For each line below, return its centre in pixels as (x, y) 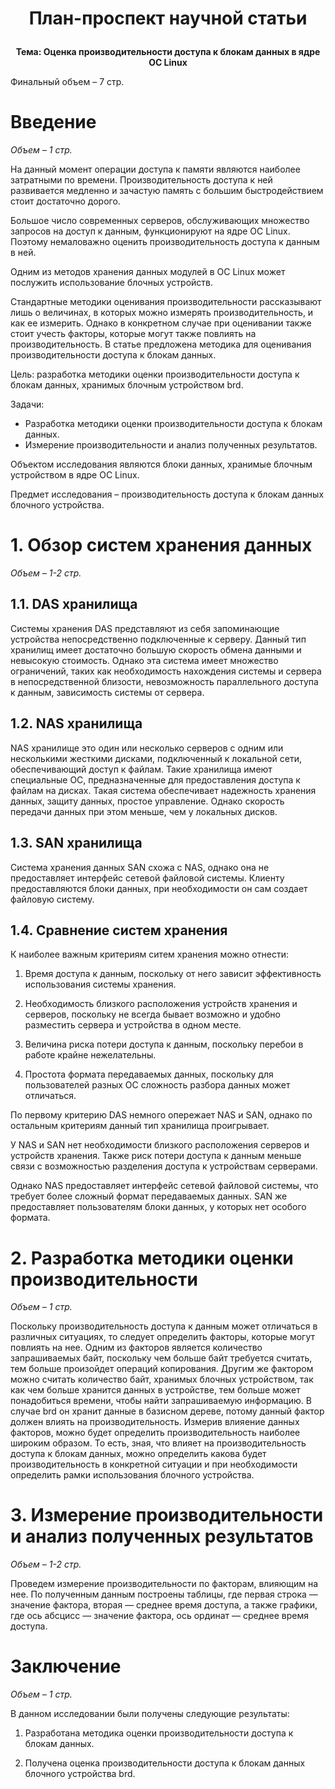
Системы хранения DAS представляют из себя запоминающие (145, 628)
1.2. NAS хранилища (76, 723)
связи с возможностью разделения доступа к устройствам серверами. (164, 1166)
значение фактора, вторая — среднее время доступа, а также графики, (164, 1605)
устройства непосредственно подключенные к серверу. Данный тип (158, 639)
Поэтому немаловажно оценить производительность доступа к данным (165, 242)
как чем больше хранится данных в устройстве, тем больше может (155, 1390)
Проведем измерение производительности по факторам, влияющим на (164, 1584)
